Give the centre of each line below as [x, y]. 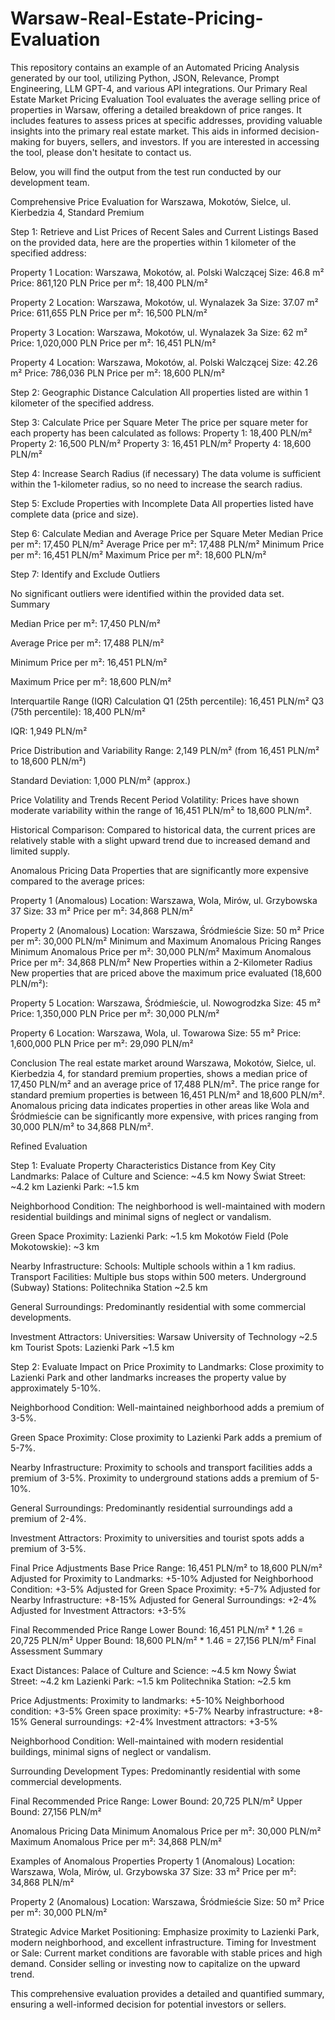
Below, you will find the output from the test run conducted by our [146, 171]
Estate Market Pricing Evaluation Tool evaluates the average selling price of [165, 99]
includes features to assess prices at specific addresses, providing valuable [166, 120]
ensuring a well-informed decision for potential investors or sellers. [148, 2004]
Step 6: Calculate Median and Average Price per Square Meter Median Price [167, 533]
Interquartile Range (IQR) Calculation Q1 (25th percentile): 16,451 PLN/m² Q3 [167, 701]
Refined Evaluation [49, 1146]
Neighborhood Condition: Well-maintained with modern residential [147, 1741]
